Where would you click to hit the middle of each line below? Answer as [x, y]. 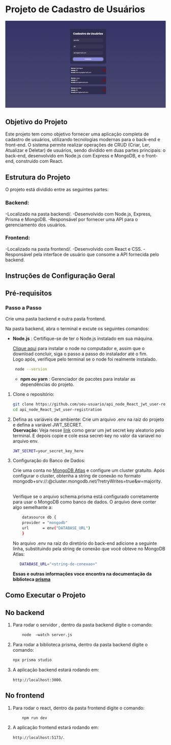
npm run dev [35, 718]
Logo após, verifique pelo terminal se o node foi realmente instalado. [85, 359]
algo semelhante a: [33, 508]
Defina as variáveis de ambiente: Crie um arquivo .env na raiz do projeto [88, 419]
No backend [25, 613]
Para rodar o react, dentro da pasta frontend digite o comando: [79, 708]
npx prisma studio [32, 660]
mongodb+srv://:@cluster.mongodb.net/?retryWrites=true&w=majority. [87, 481]
